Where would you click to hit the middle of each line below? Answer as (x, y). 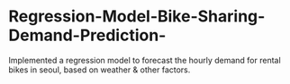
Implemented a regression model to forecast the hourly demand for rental (145, 60)
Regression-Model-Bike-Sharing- (137, 17)
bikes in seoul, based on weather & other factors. (100, 70)
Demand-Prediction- (87, 35)
